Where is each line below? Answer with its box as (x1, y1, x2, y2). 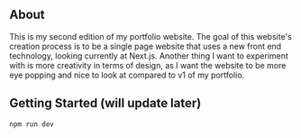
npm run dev (9, 119, 54, 129)
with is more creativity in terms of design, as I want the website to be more (9, 60, 287, 70)
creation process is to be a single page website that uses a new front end (9, 41, 282, 51)
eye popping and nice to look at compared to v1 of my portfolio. (9, 69, 245, 80)
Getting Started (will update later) (9, 96, 202, 111)
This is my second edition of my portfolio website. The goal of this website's (9, 31, 293, 41)
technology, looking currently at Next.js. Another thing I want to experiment (9, 50, 288, 61)
